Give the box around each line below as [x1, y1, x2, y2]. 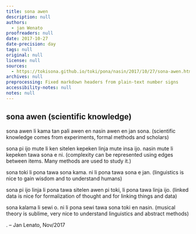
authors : [6, 19, 27, 25]
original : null [6, 52, 43, 58]
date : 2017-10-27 [6, 36, 48, 42]
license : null [6, 57, 41, 63]
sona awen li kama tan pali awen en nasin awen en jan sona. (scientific [6, 127, 176, 135]
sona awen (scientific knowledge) [6, 112, 132, 122]
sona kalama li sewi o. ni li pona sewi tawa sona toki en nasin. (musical [6, 204, 176, 211]
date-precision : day [6, 42, 57, 47]
